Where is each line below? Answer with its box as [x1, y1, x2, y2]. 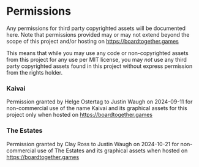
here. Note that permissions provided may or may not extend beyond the [6, 31, 190, 38]
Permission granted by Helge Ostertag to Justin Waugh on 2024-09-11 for [6, 98, 193, 105]
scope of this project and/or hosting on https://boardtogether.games [6, 37, 179, 45]
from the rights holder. [6, 69, 63, 76]
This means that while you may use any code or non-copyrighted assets [6, 49, 189, 56]
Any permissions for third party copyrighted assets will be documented [6, 24, 186, 32]
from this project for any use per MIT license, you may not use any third [6, 56, 187, 63]
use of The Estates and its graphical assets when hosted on [37, 147, 188, 154]
